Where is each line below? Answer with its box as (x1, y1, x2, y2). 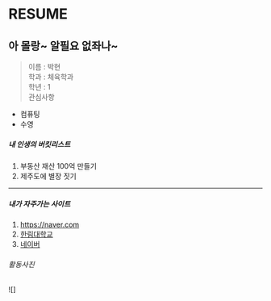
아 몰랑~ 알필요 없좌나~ (8, 39, 119, 52)
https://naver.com (19, 219, 80, 229)
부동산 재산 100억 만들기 (19, 161, 97, 170)
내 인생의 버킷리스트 (8, 139, 71, 149)
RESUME (8, 5, 69, 23)
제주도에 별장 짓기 (19, 171, 77, 181)
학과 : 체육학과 (27, 72, 74, 82)
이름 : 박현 (27, 62, 61, 71)
